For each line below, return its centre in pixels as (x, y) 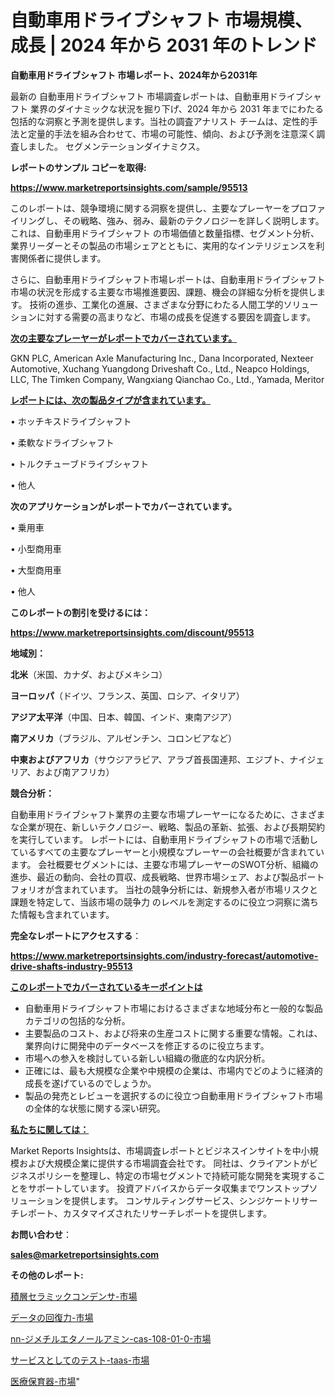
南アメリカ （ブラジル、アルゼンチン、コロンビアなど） (124, 738)
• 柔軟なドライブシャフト (62, 442)
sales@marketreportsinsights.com (85, 1254)
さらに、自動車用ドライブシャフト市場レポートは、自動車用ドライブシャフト (168, 279)
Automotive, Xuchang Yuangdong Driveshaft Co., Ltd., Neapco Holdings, (160, 368)
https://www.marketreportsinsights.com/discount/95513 (132, 632)
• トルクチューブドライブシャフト (79, 463)
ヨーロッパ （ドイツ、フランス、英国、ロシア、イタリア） (127, 695)
